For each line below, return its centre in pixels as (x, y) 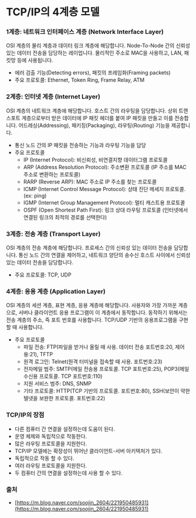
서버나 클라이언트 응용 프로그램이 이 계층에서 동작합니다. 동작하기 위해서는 (103, 313)
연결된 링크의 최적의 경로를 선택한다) (65, 217)
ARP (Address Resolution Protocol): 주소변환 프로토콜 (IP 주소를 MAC (105, 167)
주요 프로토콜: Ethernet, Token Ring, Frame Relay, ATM (80, 80)
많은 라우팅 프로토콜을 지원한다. (50, 444)
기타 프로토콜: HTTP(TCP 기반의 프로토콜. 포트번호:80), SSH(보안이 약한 (107, 391)
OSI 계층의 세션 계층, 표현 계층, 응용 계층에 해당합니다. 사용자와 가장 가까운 (92, 305)
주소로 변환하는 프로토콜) (52, 174)
